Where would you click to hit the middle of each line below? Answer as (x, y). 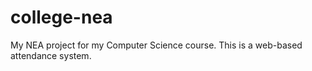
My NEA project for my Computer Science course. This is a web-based (156, 45)
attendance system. (51, 55)
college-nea (61, 17)
